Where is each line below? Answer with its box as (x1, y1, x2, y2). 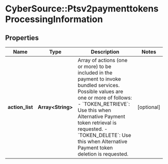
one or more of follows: (77, 94, 132, 101)
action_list (7, 103, 33, 110)
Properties (5, 33, 39, 42)
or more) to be (77, 63, 111, 70)
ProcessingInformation (5, 13, 103, 25)
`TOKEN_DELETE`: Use (77, 132, 131, 138)
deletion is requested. (77, 150, 128, 157)
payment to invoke (77, 75, 121, 82)
